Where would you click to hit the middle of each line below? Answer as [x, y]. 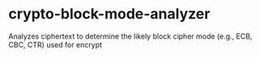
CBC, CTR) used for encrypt [55, 44]
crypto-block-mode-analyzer [109, 14]
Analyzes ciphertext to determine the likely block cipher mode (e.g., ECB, [130, 36]
